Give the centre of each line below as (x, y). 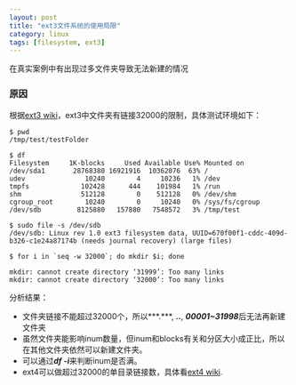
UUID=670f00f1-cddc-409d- (240, 233)
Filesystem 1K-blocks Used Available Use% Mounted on (127, 163)
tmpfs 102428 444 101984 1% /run (115, 186)
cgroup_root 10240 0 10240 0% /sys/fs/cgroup (135, 202)
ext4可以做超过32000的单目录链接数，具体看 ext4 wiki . (122, 372)
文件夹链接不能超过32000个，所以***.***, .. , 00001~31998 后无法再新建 (154, 316)
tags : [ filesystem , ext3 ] (57, 42)
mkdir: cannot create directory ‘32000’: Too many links (117, 280)
